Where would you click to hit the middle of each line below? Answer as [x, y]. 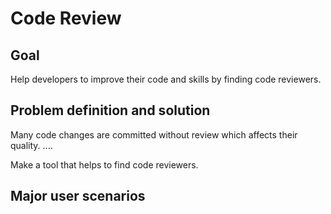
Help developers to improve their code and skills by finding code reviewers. [166, 79]
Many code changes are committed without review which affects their [154, 134]
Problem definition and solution [110, 110]
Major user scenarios [78, 196]
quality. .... [31, 145]
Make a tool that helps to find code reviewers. [104, 164]
